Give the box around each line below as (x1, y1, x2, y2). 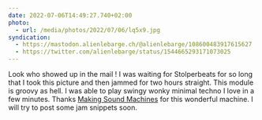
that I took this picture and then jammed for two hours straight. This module (8, 78, 254, 87)
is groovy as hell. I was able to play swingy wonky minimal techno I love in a (8, 86, 255, 95)
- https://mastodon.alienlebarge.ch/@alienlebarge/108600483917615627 (15, 41, 253, 49)
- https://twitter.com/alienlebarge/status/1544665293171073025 (15, 48, 231, 56)
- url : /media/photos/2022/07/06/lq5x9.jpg (15, 26, 160, 34)
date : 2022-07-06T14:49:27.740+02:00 (8, 11, 133, 20)
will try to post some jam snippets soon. (8, 103, 138, 112)
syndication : (8, 33, 51, 42)
